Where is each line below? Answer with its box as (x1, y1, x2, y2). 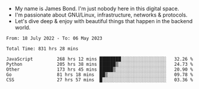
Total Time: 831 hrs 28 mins (6, 46, 79, 52)
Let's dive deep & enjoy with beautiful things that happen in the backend (14, 18, 192, 24)
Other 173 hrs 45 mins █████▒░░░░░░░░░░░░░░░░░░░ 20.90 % (6, 66, 194, 72)
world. (14, 24, 31, 31)
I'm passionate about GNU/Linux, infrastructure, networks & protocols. (14, 11, 188, 18)
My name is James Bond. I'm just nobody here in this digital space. (14, 5, 180, 12)
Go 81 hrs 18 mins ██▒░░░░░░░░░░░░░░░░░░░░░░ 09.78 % (6, 72, 194, 78)
